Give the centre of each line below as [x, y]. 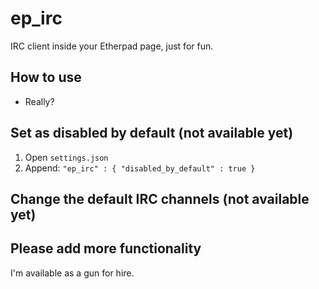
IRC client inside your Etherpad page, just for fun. [112, 46]
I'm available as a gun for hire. [72, 273]
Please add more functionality [106, 248]
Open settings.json [66, 157]
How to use [46, 77]
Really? [39, 101]
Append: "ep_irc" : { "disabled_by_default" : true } [140, 168]
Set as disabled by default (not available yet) [152, 133]
